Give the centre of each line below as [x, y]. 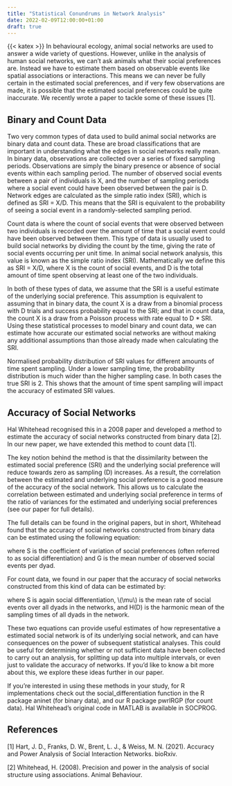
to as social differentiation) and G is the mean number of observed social [111, 558]
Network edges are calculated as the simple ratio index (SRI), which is [107, 196]
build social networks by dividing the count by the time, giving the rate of [111, 246]
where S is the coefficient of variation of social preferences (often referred [113, 551]
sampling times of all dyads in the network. [69, 614]
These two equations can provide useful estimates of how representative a [114, 628]
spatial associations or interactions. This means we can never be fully [106, 76]
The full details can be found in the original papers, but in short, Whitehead [114, 522]
